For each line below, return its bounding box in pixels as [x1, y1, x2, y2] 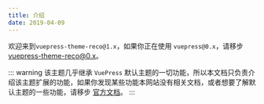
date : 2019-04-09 [8, 19, 65, 27]
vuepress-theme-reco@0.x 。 [8, 51, 104, 60]
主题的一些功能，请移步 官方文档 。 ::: [14, 87, 135, 96]
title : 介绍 [8, 11, 45, 20]
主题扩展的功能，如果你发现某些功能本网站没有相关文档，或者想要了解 [21, 77, 249, 87]
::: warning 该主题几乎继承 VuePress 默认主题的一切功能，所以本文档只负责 [8, 67, 249, 77]
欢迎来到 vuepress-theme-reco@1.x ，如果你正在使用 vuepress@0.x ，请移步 [8, 41, 244, 51]
